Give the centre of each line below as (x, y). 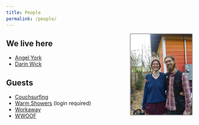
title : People (24, 12)
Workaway (28, 110)
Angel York (28, 58)
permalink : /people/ (32, 19)
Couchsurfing (31, 97)
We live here (30, 44)
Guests (20, 83)
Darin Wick (28, 64)
